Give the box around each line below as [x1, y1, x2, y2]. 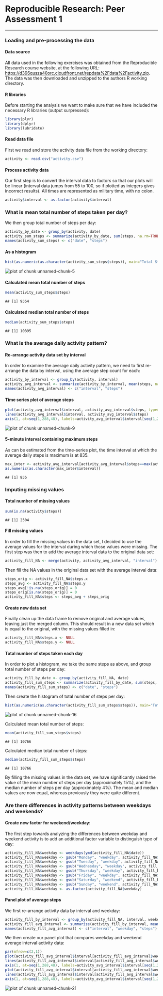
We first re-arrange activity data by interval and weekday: [5, 908, 120, 914]
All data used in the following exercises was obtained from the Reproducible [5, 60, 157, 66]
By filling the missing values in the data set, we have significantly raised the [5, 774, 156, 780]
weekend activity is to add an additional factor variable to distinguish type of [5, 835, 158, 842]
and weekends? [5, 808, 43, 815]
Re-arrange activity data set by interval [5, 352, 86, 357]
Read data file [5, 136, 33, 142]
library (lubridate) [5, 126, 45, 131]
